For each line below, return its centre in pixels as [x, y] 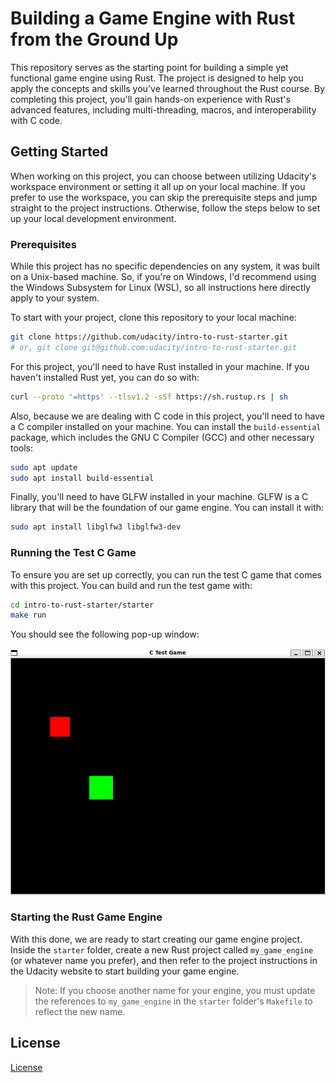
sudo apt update [44, 467]
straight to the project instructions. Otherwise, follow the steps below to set [165, 208]
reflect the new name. [80, 1011]
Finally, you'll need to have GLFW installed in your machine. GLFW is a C [159, 497]
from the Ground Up [94, 39]
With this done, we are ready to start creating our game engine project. [156, 939]
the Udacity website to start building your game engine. [125, 971]
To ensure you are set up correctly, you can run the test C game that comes [166, 574]
